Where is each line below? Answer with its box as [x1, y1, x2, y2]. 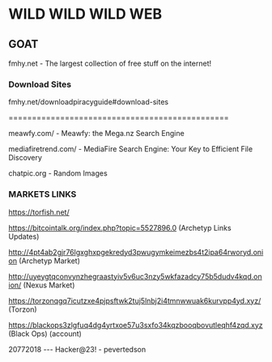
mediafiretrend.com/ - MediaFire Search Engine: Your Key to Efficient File [8, 144, 253, 154]
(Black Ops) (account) [8, 329, 83, 339]
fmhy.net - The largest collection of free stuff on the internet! [8, 58, 212, 68]
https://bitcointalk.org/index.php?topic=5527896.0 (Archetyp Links [8, 223, 232, 232]
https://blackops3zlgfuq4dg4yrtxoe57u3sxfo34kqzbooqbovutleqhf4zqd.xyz [8, 320, 263, 330]
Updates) [8, 232, 40, 241]
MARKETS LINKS [8, 189, 77, 200]
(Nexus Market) [23, 280, 75, 290]
